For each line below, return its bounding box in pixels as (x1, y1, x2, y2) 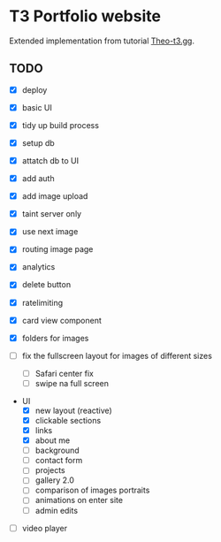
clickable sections (34, 415, 102, 425)
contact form (34, 455, 83, 466)
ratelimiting (21, 297, 64, 308)
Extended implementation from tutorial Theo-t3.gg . (9, 35, 194, 46)
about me (34, 435, 71, 446)
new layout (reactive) (34, 405, 112, 416)
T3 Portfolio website (9, 6, 162, 27)
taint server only (21, 209, 82, 219)
